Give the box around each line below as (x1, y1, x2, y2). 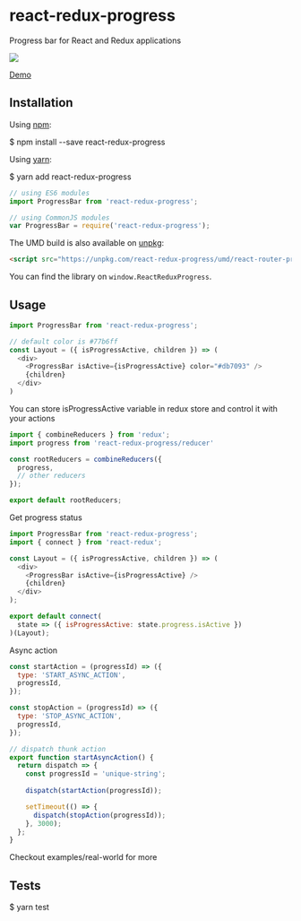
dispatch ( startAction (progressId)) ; (25, 786, 163, 795)
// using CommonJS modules (9, 213, 110, 222)
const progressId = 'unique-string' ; (25, 769, 167, 778)
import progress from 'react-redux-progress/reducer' (9, 439, 215, 447)
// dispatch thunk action (9, 744, 106, 753)
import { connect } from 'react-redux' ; (9, 537, 163, 547)
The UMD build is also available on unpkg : (9, 238, 165, 248)
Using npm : (9, 118, 52, 130)
